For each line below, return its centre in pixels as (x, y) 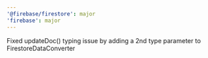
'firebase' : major (34, 21)
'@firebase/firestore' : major (51, 14)
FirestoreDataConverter (41, 48)
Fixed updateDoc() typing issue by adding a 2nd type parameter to (104, 40)
